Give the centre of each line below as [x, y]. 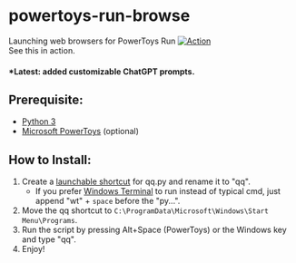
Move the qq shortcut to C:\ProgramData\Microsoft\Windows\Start [145, 210]
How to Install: [50, 160]
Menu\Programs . [49, 220]
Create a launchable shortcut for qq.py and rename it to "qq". [136, 181]
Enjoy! [33, 249]
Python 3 [39, 122]
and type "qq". [49, 239]
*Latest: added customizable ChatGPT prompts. [102, 71]
